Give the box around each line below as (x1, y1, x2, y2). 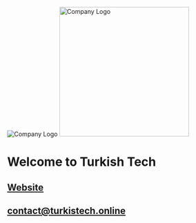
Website (7, 182, 43, 193)
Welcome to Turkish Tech (7, 154, 157, 170)
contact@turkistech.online (7, 204, 126, 217)
